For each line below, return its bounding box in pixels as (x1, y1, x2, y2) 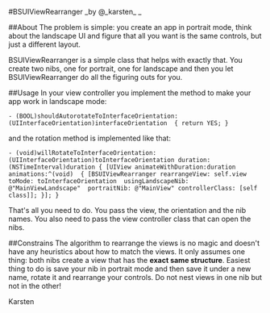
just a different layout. (8, 40, 81, 49)
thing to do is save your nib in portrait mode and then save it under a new (8, 264, 251, 273)
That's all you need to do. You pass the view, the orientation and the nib (8, 206, 247, 215)
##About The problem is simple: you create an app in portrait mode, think (8, 23, 252, 31)
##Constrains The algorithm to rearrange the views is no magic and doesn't (8, 238, 260, 248)
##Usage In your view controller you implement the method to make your (8, 88, 251, 98)
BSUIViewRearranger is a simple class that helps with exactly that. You (8, 56, 243, 65)
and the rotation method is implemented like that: (8, 133, 172, 143)
